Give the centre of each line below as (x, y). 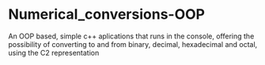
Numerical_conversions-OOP (107, 14)
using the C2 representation (54, 52)
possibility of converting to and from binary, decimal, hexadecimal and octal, (133, 44)
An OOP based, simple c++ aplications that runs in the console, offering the (131, 36)
